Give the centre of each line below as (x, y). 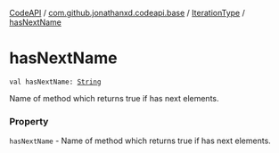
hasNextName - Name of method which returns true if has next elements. (140, 141)
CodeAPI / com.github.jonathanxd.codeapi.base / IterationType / (127, 13)
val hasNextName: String (55, 82)
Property (29, 121)
